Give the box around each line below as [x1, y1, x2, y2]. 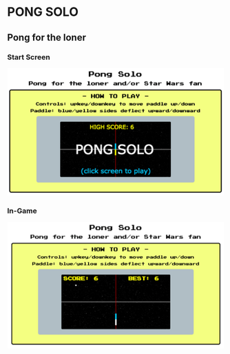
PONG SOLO [7, 4, 79, 20]
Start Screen [7, 52, 50, 62]
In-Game [7, 206, 37, 216]
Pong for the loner [7, 32, 86, 43]
